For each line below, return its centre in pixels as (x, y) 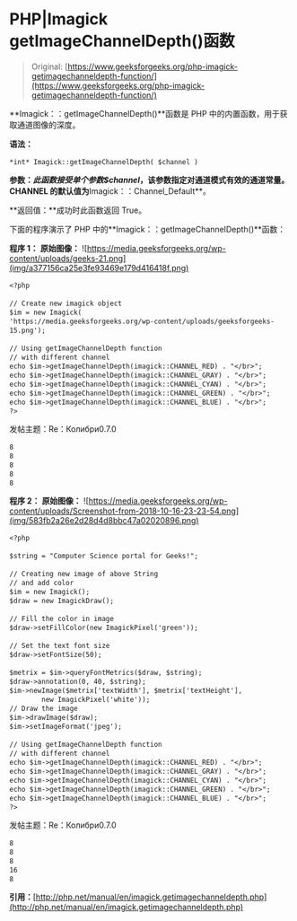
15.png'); (28, 330)
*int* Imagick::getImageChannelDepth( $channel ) (104, 162)
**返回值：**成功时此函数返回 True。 (78, 210)
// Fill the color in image (62, 618)
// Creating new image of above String (84, 574)
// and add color (42, 583)
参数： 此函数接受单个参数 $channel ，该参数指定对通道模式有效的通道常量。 (149, 180)
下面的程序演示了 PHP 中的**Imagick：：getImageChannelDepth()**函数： (148, 229)
